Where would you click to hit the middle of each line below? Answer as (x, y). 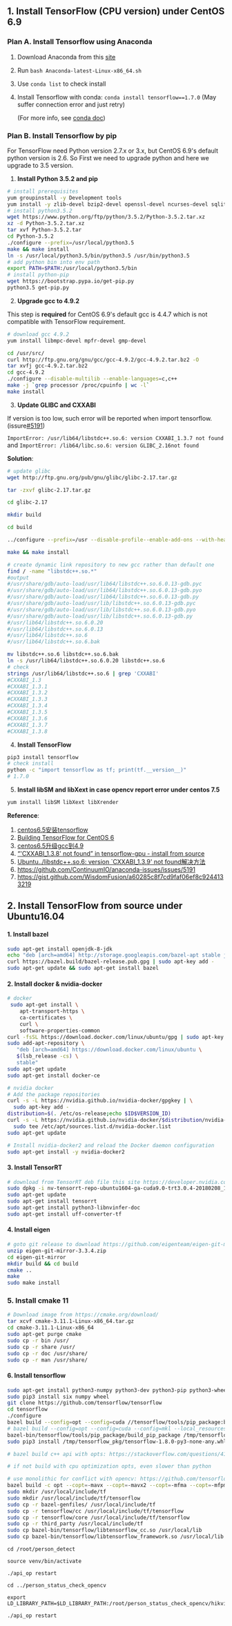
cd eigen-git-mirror (37, 1257)
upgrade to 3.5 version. (40, 165)
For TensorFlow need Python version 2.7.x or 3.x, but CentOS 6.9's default (113, 151)
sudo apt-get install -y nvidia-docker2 (66, 1152)
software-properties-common (60, 1031)
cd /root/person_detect (41, 1549)
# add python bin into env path (54, 262)
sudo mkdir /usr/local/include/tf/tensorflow (74, 1498)
